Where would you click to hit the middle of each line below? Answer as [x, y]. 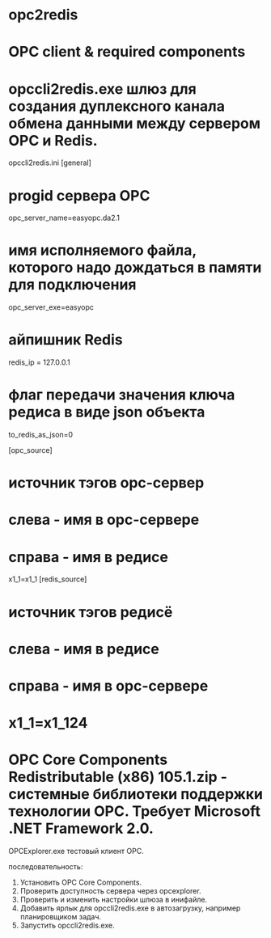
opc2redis [43, 15]
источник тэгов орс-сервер [106, 483]
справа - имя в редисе [88, 557]
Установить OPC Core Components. [81, 882]
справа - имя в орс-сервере [108, 686]
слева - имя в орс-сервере [104, 520]
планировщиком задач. [61, 917]
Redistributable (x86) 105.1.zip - [118, 777]
